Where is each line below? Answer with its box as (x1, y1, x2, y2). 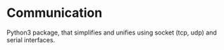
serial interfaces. (6, 35, 56, 44)
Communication (6, 5, 103, 21)
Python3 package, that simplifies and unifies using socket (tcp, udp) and (6, 28, 218, 37)
